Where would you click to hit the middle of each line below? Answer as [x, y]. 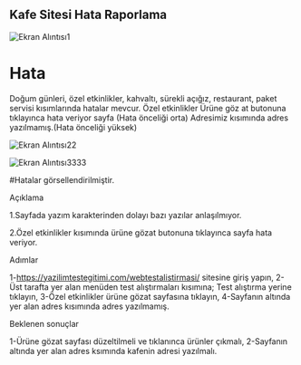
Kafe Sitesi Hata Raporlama [88, 15]
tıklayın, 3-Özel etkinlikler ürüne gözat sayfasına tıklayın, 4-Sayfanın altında [150, 296]
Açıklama [27, 197]
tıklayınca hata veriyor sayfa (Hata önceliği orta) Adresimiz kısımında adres [149, 118]
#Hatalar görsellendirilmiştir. [62, 179]
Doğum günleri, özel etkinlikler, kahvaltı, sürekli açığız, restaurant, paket [143, 98]
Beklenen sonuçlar [44, 323]
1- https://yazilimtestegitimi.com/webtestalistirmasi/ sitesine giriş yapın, [141, 277]
